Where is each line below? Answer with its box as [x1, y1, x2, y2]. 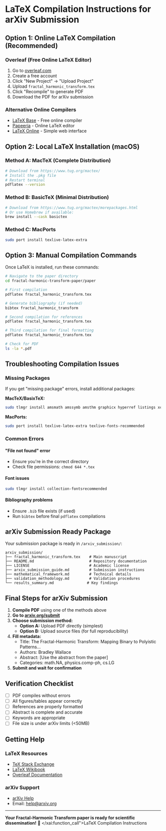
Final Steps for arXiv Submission [5, 594, 108, 602]
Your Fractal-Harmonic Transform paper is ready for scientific [5, 815, 135, 821]
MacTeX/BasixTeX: [5, 395, 45, 402]
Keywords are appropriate [12, 715, 66, 721]
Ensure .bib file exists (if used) [12, 508, 76, 514]
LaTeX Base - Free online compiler [12, 117, 83, 123]
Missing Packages [5, 375, 50, 382]
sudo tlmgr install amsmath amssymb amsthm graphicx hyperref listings [5, 405, 156, 410]
